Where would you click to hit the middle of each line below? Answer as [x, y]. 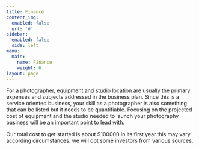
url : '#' [23, 29]
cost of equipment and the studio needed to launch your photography [93, 116]
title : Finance [25, 12]
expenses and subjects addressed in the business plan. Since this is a [93, 97]
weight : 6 [29, 68]
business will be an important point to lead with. [66, 123]
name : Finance [35, 62]
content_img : [23, 17]
